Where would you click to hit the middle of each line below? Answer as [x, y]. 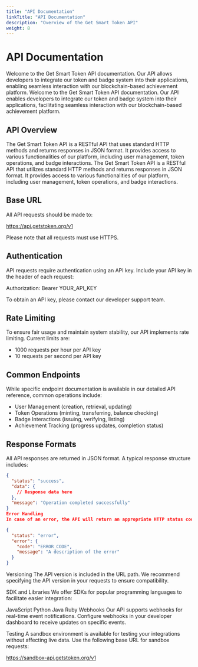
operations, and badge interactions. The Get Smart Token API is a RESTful [96, 163]
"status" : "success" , [38, 481]
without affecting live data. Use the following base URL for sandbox [88, 640]
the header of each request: [40, 276]
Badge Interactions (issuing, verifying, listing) [70, 419]
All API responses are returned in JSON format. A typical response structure [98, 458]
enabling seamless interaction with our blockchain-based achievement [92, 86]
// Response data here [44, 492]
